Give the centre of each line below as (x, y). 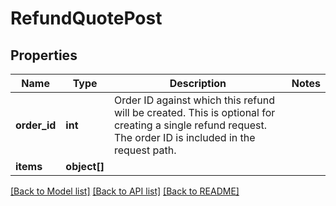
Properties (44, 55)
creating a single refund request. (190, 125)
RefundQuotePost (86, 18)
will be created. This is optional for (194, 112)
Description (198, 83)
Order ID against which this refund (194, 100)
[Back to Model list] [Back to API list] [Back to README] (125, 191)
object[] (85, 166)
